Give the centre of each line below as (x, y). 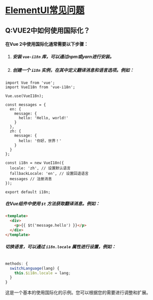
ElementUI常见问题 (45, 10)
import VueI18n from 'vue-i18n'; (40, 87)
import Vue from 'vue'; (30, 83)
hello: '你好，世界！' (40, 141)
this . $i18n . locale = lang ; (43, 273)
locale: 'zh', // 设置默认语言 (40, 168)
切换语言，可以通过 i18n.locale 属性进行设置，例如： (61, 247)
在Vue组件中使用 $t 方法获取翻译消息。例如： (53, 204)
